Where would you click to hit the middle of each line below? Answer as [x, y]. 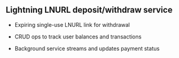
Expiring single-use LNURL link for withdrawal [72, 24]
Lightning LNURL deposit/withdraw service [89, 10]
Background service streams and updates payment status [87, 48]
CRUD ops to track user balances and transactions [78, 37]
